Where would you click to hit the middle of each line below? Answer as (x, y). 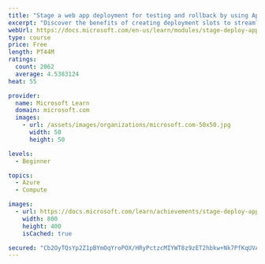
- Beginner (33, 161)
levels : (21, 154)
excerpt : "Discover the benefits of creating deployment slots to (119, 23)
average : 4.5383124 (47, 74)
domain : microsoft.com (52, 110)
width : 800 (40, 219)
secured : (22, 248)
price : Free (28, 45)
